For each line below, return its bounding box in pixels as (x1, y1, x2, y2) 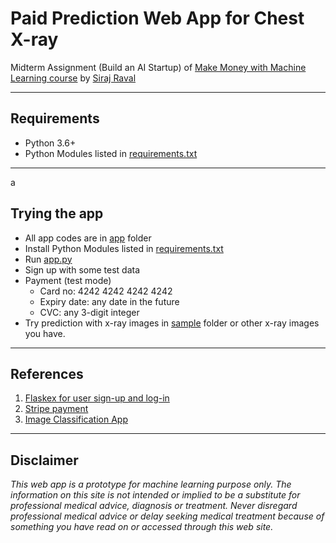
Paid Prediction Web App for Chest (10, 7, 305, 30)
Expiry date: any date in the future (39, 295, 180, 307)
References (10, 365, 84, 382)
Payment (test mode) (24, 274, 112, 286)
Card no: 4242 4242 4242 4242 (39, 285, 173, 297)
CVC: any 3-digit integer (39, 306, 140, 318)
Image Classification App (24, 413, 128, 426)
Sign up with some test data (24, 263, 140, 276)
